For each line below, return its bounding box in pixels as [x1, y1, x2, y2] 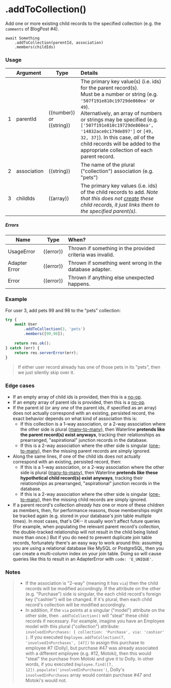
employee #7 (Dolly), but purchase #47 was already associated [25, 645, 158, 651]
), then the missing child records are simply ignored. [38, 496, 148, 502]
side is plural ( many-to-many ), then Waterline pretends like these [20, 469, 158, 475]
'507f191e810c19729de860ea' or [80, 97, 155, 104]
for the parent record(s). [80, 84, 139, 92]
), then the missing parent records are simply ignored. [38, 447, 151, 454]
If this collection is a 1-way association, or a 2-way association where [20, 421, 166, 427]
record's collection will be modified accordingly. [25, 602, 126, 608]
